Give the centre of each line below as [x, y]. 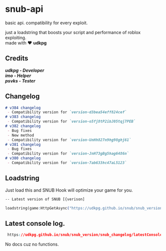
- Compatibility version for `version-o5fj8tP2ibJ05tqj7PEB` [71, 122]
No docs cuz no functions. [32, 244]
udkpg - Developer [25, 70]
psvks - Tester [20, 81]
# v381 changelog [23, 144]
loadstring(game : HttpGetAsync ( [37, 208]
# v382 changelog [23, 126]
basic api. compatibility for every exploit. [46, 23]
